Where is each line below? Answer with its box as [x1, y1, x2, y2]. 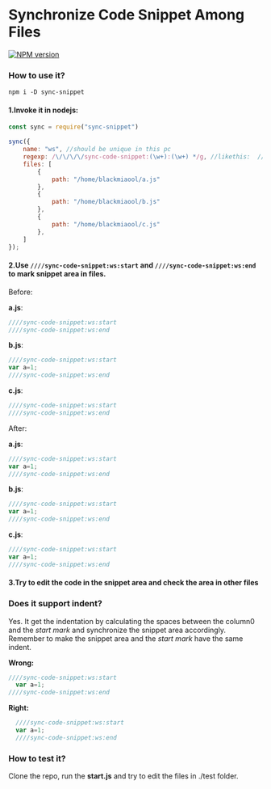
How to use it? [8, 70, 66, 81]
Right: [8, 703, 30, 713]
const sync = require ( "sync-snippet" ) [8, 123, 139, 131]
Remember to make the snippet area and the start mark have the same [8, 633, 244, 643]
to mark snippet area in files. [8, 269, 106, 279]
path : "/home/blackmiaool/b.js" [51, 198, 161, 206]
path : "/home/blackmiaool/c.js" [51, 220, 161, 228]
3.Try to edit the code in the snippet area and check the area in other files [8, 578, 259, 588]
